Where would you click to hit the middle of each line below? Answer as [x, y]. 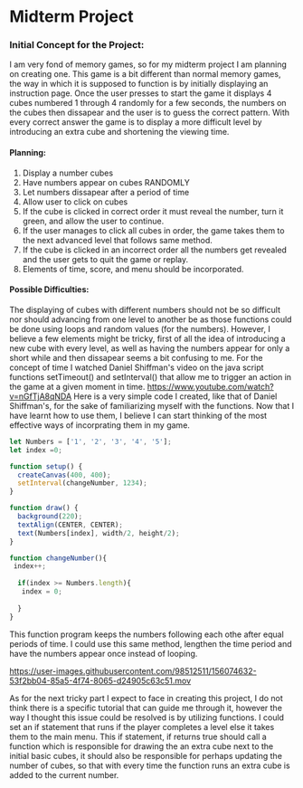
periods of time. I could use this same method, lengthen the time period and [151, 643]
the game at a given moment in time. [77, 386]
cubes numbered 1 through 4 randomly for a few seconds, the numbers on [148, 103]
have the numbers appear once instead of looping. [104, 653]
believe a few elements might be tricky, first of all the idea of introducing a [148, 338]
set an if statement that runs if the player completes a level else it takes [142, 726]
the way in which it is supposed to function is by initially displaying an [139, 84]
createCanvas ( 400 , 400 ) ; [64, 475]
